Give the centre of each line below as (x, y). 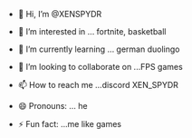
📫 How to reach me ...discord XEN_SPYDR (98, 85)
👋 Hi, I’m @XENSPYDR (60, 14)
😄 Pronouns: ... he (53, 106)
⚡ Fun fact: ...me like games (70, 124)
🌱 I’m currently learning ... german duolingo (99, 49)
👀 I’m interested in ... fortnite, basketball (92, 31)
